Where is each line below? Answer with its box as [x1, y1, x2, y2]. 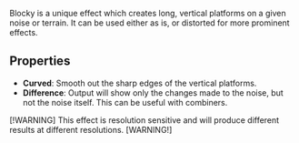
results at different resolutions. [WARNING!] [9, 124, 173, 135]
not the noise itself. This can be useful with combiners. [22, 97, 228, 107]
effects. [9, 27, 38, 37]
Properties [9, 54, 71, 69]
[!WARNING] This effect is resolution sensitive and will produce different [9, 114, 280, 126]
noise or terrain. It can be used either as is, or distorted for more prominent [9, 17, 290, 28]
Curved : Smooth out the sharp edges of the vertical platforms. [22, 77, 257, 88]
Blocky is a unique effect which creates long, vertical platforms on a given [9, 8, 286, 18]
